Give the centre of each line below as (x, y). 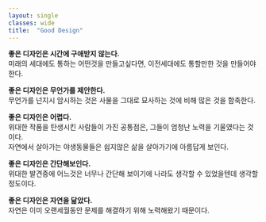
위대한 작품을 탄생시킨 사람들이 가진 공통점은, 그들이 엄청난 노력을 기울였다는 (127, 127)
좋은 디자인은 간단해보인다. (50, 164)
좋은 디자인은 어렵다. (40, 117)
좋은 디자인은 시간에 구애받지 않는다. (64, 54)
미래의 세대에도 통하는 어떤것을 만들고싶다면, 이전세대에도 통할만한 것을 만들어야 (132, 63)
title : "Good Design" (46, 30)
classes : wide (32, 23)
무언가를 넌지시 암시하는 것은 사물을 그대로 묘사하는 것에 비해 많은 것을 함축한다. (132, 101)
